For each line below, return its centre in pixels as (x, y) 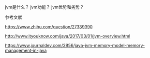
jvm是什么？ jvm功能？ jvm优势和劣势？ (45, 7)
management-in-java (26, 50)
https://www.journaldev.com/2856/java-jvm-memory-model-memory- (75, 45)
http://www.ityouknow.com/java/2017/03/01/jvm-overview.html (68, 36)
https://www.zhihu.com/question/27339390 (49, 27)
